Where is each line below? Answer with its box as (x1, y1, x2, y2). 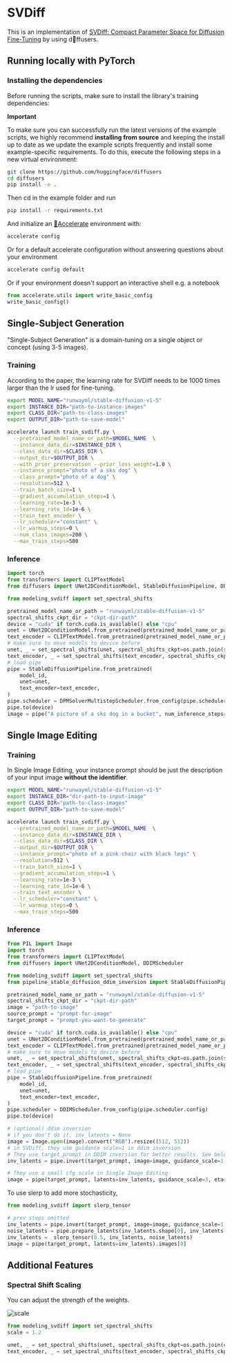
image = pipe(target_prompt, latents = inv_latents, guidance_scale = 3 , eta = (7, 1176, 227, 1183)
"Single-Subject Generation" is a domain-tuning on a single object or (7, 336, 203, 344)
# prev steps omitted (7, 1215, 70, 1222)
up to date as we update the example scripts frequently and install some (7, 140, 213, 149)
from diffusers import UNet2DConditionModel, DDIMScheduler (7, 959, 184, 967)
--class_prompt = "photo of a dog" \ (13, 473, 116, 481)
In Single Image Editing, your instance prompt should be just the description (7, 766, 223, 775)
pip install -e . (7, 181, 57, 188)
